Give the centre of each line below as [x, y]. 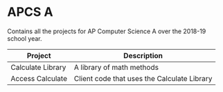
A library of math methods [116, 67]
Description [143, 55]
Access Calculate [39, 78]
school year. [25, 38]
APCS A [30, 12]
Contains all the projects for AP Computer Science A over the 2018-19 [107, 31]
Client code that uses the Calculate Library [143, 78]
